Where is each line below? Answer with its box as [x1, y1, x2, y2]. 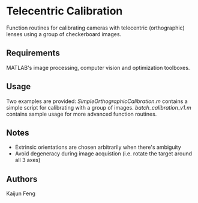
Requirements [6, 48, 60, 58]
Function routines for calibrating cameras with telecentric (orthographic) [6, 24, 185, 31]
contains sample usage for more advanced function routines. [6, 110, 157, 117]
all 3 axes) [14, 157, 41, 164]
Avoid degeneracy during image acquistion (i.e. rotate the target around [14, 150, 193, 157]
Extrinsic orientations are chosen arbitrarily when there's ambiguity [14, 143, 181, 151]
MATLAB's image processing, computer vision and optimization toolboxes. [6, 64, 190, 71]
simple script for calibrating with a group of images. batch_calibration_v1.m [6, 104, 192, 111]
